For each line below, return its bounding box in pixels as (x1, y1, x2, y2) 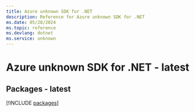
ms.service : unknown (6, 36, 57, 41)
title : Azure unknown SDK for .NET (6, 8, 93, 15)
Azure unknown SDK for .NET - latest (6, 61, 190, 74)
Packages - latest (6, 84, 71, 94)
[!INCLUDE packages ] (6, 100, 59, 106)
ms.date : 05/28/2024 (6, 19, 57, 25)
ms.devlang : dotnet (6, 30, 54, 36)
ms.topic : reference (6, 24, 57, 31)
